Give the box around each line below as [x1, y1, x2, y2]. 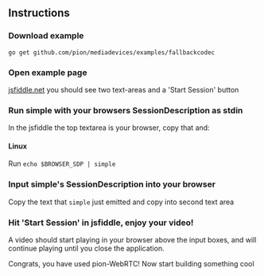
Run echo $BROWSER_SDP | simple [8, 159, 116, 168]
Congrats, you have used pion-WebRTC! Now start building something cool [8, 259, 254, 269]
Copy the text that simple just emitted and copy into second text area [8, 197, 235, 207]
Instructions [8, 6, 70, 20]
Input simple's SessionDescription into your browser [8, 179, 216, 190]
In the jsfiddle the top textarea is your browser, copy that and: [8, 123, 210, 132]
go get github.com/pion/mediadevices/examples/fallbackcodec [8, 48, 215, 57]
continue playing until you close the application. [8, 243, 165, 254]
